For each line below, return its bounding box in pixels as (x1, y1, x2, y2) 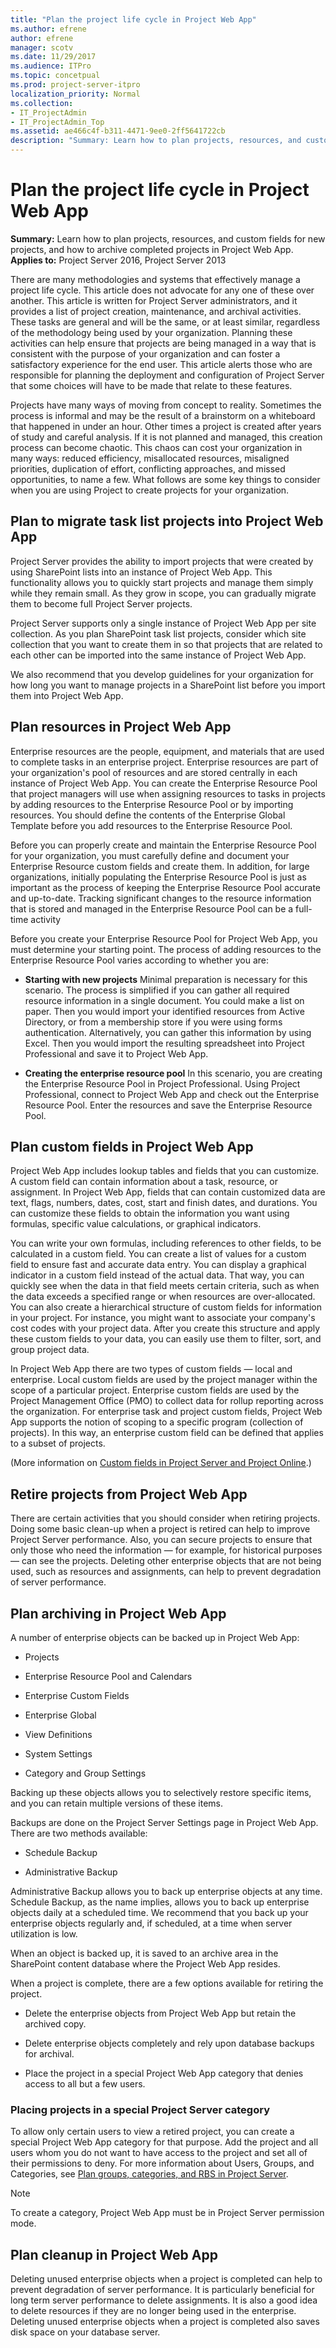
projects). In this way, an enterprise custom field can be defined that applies (10, 1427, 324, 1439)
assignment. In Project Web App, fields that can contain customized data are (10, 1186, 326, 1198)
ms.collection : (10, 98, 74, 108)
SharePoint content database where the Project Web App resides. (10, 1958, 281, 1970)
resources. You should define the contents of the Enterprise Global (10, 809, 286, 821)
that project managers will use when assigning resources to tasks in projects (10, 787, 326, 800)
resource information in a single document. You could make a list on (24, 994, 305, 1006)
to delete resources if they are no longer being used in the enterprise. (10, 2305, 297, 2317)
